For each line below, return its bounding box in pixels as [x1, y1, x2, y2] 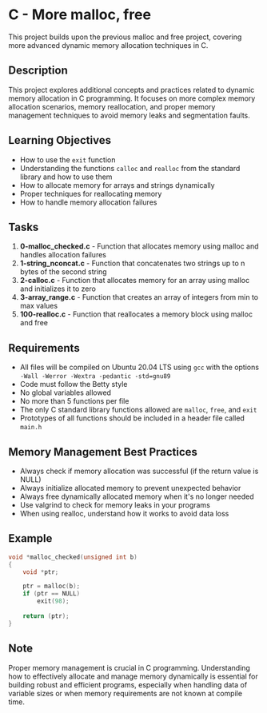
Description [8, 64, 68, 78]
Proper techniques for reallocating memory [19, 189, 162, 198]
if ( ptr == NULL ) [22, 590, 81, 598]
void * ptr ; [22, 568, 59, 576]
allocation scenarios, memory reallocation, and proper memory [8, 102, 216, 111]
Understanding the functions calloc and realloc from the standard [19, 163, 241, 173]
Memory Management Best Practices [8, 445, 198, 459]
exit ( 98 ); [37, 597, 70, 605]
